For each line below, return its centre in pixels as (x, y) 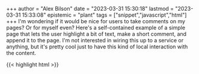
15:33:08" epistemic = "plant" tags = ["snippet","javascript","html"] (104, 15)
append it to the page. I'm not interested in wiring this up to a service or (95, 40)
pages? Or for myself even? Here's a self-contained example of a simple (96, 27)
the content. (21, 53)
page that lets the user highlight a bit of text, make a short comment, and (96, 34)
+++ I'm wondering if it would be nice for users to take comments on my (96, 21)
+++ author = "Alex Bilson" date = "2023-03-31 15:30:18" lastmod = (90, 9)
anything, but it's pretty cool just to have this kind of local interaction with (97, 47)
